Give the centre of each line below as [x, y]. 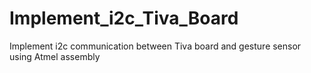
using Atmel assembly [55, 56]
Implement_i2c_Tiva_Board [124, 18]
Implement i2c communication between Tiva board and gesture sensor [155, 46]
